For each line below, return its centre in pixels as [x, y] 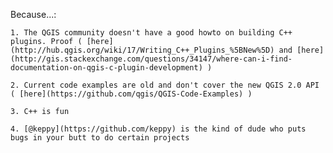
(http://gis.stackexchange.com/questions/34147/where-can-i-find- [151, 59]
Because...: [33, 14]
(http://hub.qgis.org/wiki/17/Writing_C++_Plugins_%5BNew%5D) [142, 50]
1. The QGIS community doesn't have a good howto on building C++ [151, 33]
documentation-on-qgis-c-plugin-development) [106, 68]
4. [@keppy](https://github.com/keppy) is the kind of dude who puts [158, 129]
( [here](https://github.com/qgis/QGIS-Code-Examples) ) [131, 94]
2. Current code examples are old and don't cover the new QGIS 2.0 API [165, 85]
